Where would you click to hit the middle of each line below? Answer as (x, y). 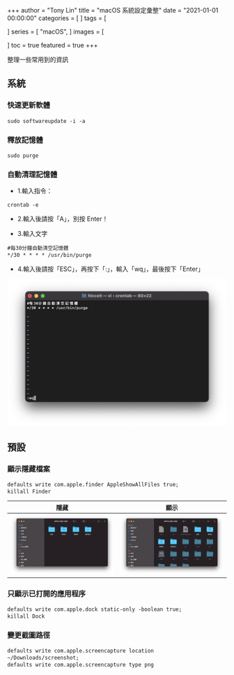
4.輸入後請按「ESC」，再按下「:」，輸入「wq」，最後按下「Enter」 (110, 269)
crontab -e (23, 205)
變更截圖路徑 (29, 635)
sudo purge (23, 156)
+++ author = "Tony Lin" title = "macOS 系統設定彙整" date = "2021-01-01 (113, 10)
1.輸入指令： (35, 191)
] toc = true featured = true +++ (53, 45)
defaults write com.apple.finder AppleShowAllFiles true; (93, 485)
